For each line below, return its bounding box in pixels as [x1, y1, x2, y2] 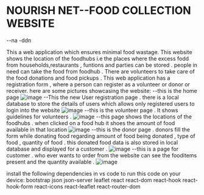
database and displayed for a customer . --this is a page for [6, 145, 179, 152]
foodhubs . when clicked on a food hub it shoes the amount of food [6, 119, 175, 126]
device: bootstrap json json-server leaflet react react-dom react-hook [6, 176, 181, 183]
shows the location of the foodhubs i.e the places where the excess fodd [6, 55, 189, 62]
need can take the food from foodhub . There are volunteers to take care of [6, 67, 195, 75]
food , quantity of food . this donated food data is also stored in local [6, 139, 178, 146]
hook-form [6, 183, 33, 190]
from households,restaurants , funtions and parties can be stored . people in [6, 61, 198, 69]
